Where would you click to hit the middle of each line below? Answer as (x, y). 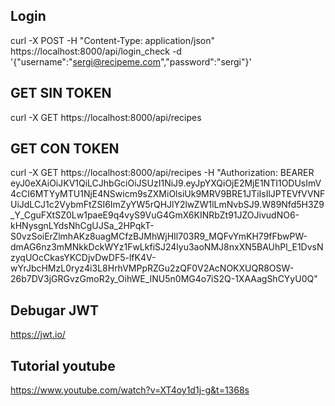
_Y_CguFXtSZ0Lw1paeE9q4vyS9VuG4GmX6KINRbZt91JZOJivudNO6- (155, 215)
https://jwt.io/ (38, 335)
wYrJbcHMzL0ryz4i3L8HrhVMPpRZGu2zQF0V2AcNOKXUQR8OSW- (152, 268)
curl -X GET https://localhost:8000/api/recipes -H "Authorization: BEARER (162, 173)
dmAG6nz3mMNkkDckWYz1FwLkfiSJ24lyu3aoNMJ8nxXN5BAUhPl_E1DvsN (167, 247)
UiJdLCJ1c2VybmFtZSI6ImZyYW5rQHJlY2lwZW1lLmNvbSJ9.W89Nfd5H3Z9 (167, 205)
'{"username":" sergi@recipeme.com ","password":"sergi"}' (131, 61)
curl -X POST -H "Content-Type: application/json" (113, 40)
